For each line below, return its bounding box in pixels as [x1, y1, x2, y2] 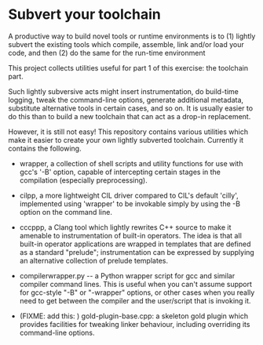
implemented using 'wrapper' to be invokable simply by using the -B [19, 198, 241, 209]
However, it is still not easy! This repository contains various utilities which [8, 127, 249, 136]
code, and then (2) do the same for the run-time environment [8, 48, 206, 57]
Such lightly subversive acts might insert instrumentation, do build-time [8, 86, 239, 96]
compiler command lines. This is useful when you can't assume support [19, 279, 253, 289]
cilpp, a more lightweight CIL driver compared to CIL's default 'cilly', [19, 191, 239, 200]
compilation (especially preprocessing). [19, 175, 148, 185]
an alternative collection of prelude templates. [19, 256, 169, 265]
